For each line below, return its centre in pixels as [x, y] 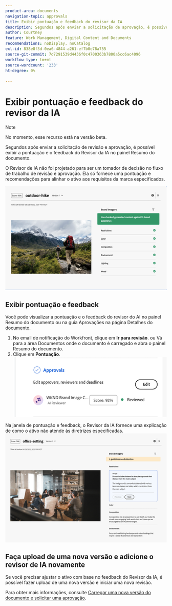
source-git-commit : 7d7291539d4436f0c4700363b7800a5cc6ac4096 [73, 54]
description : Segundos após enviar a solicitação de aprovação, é [78, 27]
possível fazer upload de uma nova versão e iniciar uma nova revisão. [79, 583]
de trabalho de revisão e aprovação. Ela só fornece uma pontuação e [78, 174]
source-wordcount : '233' [32, 65]
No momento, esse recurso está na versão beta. [56, 137]
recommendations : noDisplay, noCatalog [48, 44]
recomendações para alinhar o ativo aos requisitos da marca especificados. [85, 179]
